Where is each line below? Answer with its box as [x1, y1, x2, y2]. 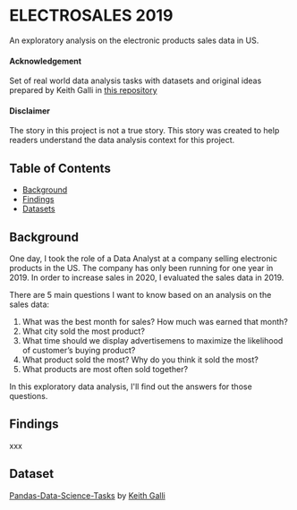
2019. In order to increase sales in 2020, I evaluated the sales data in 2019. [9, 272, 284, 283]
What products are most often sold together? [21, 363, 189, 374]
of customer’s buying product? [21, 344, 136, 355]
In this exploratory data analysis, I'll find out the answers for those [9, 381, 252, 392]
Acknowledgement [9, 55, 82, 66]
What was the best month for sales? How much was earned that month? [21, 316, 288, 327]
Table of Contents [9, 160, 112, 175]
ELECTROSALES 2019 [9, 5, 174, 26]
